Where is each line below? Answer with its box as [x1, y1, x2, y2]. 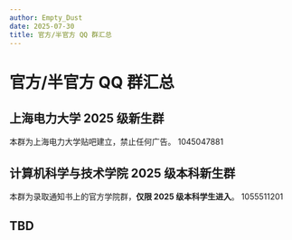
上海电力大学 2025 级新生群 [9, 110, 165, 126]
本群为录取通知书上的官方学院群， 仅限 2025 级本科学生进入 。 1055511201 [9, 191, 284, 202]
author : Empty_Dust [9, 13, 83, 23]
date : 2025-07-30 [9, 22, 75, 31]
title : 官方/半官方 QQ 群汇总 [9, 30, 113, 39]
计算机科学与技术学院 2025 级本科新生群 [9, 165, 236, 181]
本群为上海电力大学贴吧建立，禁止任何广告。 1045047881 [9, 137, 224, 148]
